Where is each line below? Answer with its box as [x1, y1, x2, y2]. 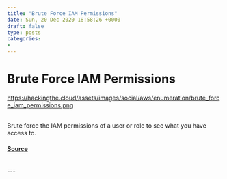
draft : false [7, 23, 44, 29]
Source [7, 144, 29, 152]
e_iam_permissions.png [7, 100, 74, 109]
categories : [7, 36, 41, 42]
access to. [7, 128, 36, 137]
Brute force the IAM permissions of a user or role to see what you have [7, 121, 206, 130]
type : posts [7, 29, 41, 36]
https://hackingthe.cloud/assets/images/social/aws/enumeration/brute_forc [7, 94, 220, 102]
